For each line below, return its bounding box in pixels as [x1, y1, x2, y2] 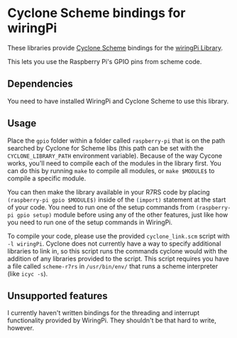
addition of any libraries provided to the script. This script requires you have [7, 254, 229, 263]
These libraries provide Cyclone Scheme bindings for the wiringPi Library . [7, 43, 224, 52]
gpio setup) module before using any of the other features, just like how [16, 210, 228, 219]
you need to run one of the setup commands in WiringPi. [7, 218, 172, 227]
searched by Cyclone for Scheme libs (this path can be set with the [7, 143, 204, 152]
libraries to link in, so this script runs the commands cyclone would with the [7, 246, 228, 255]
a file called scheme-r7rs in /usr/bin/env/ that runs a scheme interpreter [7, 261, 219, 271]
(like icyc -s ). [7, 269, 48, 278]
